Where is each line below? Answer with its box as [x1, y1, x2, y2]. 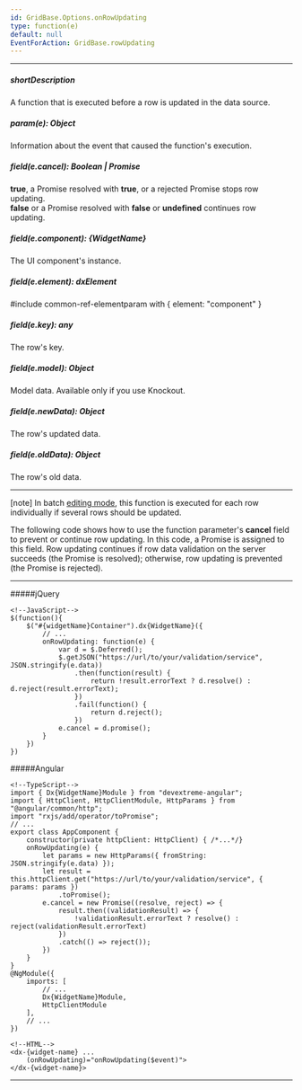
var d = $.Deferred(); [57, 644, 143, 654]
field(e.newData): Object [10, 405, 106, 416]
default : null [10, 30, 64, 39]
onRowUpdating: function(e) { [42, 637, 155, 646]
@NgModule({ [10, 969, 55, 978]
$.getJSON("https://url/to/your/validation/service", [57, 652, 263, 661]
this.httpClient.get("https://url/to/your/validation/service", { [10, 874, 263, 883]
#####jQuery [10, 588, 61, 598]
